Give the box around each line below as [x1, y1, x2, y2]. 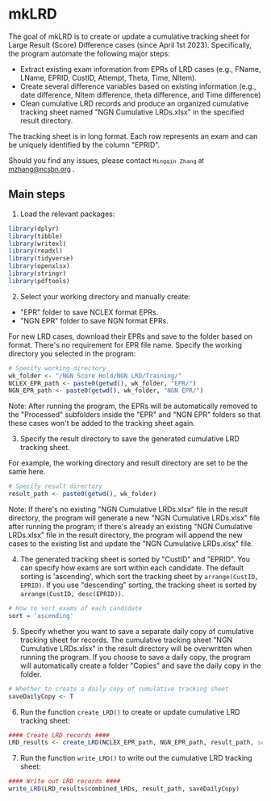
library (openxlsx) [8, 262, 70, 270]
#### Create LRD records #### [8, 731, 110, 739]
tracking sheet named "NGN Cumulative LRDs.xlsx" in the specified [19, 106, 244, 117]
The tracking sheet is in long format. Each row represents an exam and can [8, 131, 258, 141]
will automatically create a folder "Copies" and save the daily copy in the [19, 661, 261, 670]
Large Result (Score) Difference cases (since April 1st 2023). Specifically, [8, 40, 252, 49]
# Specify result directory [8, 482, 103, 490]
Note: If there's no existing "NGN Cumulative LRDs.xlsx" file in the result [8, 505, 248, 514]
